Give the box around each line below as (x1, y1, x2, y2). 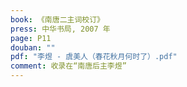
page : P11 (10, 33, 52, 43)
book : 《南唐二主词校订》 (10, 14, 105, 25)
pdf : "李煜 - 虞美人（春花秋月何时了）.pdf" (10, 52, 178, 62)
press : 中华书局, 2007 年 (10, 24, 111, 34)
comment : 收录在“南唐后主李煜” (10, 61, 127, 71)
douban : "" (10, 42, 56, 53)
